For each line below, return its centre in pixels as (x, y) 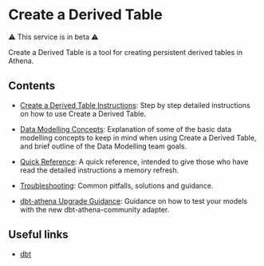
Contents (32, 86)
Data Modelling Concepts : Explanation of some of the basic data (126, 129)
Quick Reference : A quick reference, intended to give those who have (134, 161)
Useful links (39, 234)
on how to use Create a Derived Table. (83, 113)
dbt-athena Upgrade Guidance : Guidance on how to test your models (134, 200)
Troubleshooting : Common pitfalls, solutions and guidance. (116, 185)
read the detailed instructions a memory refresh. (99, 170)
